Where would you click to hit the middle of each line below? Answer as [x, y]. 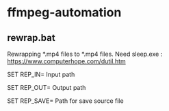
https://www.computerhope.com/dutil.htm [67, 61]
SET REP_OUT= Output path [47, 88]
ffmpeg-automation [64, 13]
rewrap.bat [31, 38]
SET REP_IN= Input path [41, 74]
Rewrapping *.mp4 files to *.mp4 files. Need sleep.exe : [85, 54]
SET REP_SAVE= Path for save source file [66, 101]
